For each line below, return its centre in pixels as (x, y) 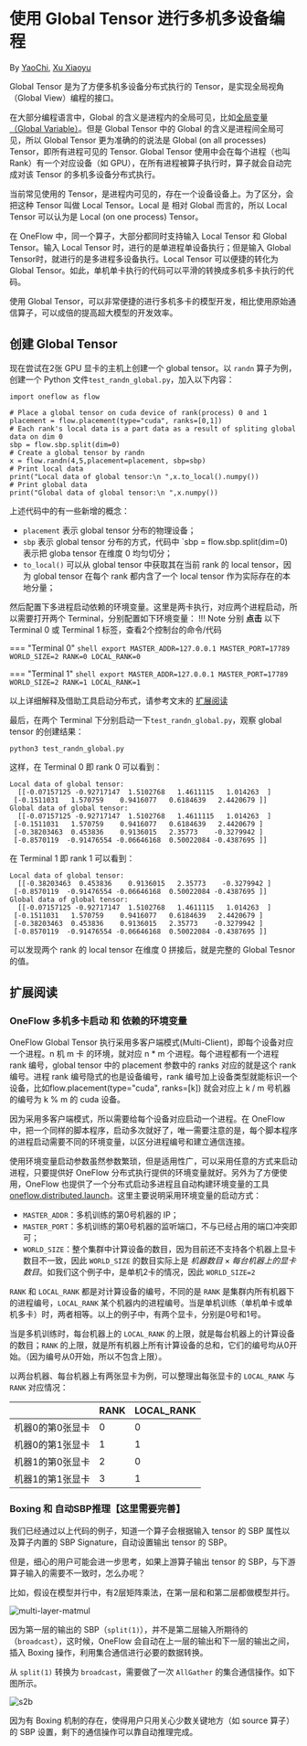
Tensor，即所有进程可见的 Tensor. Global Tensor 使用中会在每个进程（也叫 (150, 151)
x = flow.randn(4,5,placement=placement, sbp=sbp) (108, 461)
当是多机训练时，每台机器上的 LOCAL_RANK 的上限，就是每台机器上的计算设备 (152, 1334)
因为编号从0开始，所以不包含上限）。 (98, 1357)
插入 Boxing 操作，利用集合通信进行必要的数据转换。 (109, 1652)
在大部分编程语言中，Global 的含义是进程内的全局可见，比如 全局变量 (139, 117)
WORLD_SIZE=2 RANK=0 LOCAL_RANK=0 (75, 656)
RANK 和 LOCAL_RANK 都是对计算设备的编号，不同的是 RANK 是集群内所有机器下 (152, 1292)
